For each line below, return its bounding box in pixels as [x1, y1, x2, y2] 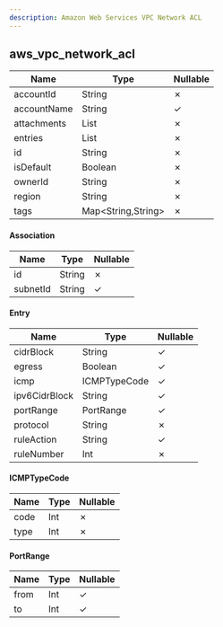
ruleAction [13, 433, 57, 446]
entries [13, 132, 43, 145]
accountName [13, 102, 73, 115]
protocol [13, 419, 49, 431]
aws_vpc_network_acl [9, 47, 136, 62]
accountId [13, 88, 56, 101]
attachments [13, 118, 67, 130]
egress [13, 360, 43, 373]
